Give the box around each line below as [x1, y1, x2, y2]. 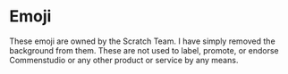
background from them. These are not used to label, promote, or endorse [9, 45, 279, 55]
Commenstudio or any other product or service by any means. [9, 54, 239, 65]
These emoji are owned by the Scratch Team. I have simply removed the [9, 36, 275, 46]
